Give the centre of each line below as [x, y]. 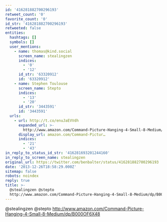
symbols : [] [22, 42]
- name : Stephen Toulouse [41, 83]
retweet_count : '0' [25, 14]
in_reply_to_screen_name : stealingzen [45, 157]
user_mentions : [25, 47]
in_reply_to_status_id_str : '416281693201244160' [58, 153]
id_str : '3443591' [37, 107]
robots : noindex [22, 176]
